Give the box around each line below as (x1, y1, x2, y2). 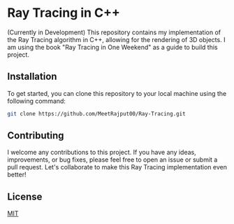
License (7, 190, 43, 202)
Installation (7, 71, 57, 83)
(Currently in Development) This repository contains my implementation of (7, 28, 221, 36)
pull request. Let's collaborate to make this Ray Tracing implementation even (7, 163, 227, 171)
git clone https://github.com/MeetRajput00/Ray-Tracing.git (7, 110, 187, 117)
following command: (7, 97, 66, 105)
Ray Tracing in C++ (7, 5, 121, 21)
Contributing (7, 129, 64, 141)
